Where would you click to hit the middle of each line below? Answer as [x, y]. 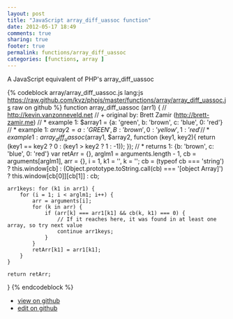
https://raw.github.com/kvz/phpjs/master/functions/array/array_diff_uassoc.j [117, 100]
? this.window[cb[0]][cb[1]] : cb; [53, 176]
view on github [39, 300]
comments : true [29, 33]
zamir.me [20, 122]
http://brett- [193, 114]
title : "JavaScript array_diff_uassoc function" [79, 20]
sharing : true [28, 40]
